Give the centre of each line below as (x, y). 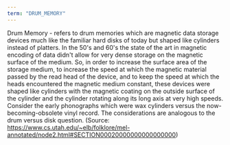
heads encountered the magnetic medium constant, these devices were (109, 83)
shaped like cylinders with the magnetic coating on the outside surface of (111, 91)
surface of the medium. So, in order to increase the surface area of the (107, 62)
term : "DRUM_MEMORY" (37, 13)
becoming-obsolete (35, 113)
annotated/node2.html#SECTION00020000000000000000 (92, 135)
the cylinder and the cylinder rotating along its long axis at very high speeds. (115, 98)
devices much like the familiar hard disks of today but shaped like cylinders (113, 40)
